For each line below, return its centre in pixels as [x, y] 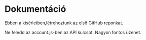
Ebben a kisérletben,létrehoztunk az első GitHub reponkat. [64, 23]
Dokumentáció [35, 9]
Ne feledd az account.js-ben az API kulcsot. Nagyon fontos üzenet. [73, 32]
